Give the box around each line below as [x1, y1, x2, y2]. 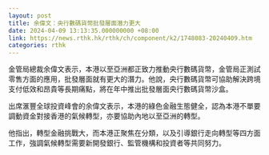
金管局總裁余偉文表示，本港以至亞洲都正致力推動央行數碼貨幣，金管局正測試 [8, 65, 261, 74]
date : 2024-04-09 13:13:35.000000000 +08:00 [8, 26, 159, 34]
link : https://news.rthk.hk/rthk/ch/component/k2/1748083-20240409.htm [8, 34, 252, 42]
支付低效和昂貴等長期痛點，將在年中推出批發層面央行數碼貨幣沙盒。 [8, 85, 233, 94]
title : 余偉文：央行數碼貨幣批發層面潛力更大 [8, 19, 142, 27]
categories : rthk [8, 42, 66, 50]
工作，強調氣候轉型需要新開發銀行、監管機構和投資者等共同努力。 [8, 138, 226, 148]
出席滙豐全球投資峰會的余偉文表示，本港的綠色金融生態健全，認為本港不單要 [8, 101, 261, 111]
